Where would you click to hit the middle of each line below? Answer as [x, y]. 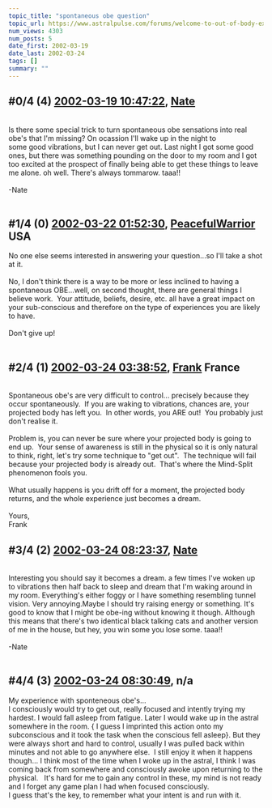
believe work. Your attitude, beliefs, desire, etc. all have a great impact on [132, 299]
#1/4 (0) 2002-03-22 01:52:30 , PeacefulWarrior [132, 223]
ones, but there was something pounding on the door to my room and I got [133, 155]
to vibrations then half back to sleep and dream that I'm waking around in [130, 587]
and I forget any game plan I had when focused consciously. [109, 786]
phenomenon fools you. [48, 473]
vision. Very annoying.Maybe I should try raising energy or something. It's [132, 604]
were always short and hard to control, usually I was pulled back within [126, 743]
